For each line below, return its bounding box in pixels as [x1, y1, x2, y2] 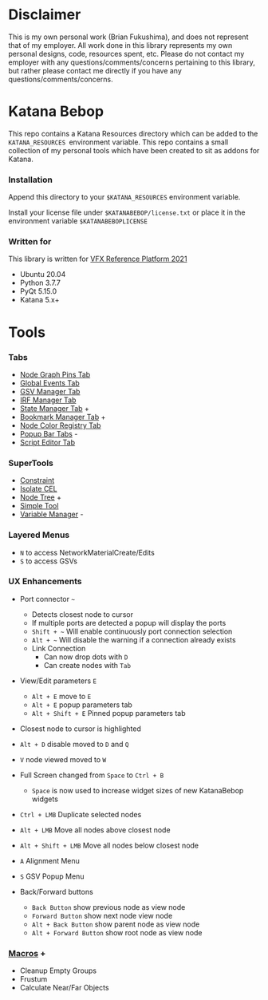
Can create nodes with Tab [43, 660, 132, 670]
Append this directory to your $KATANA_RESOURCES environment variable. [8, 192, 241, 202]
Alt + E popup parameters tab [31, 700, 133, 709]
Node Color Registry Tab [19, 421, 101, 430]
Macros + [8, 947, 46, 958]
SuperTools [8, 457, 53, 468]
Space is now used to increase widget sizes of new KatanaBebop [31, 785, 244, 795]
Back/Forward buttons [19, 887, 93, 896]
